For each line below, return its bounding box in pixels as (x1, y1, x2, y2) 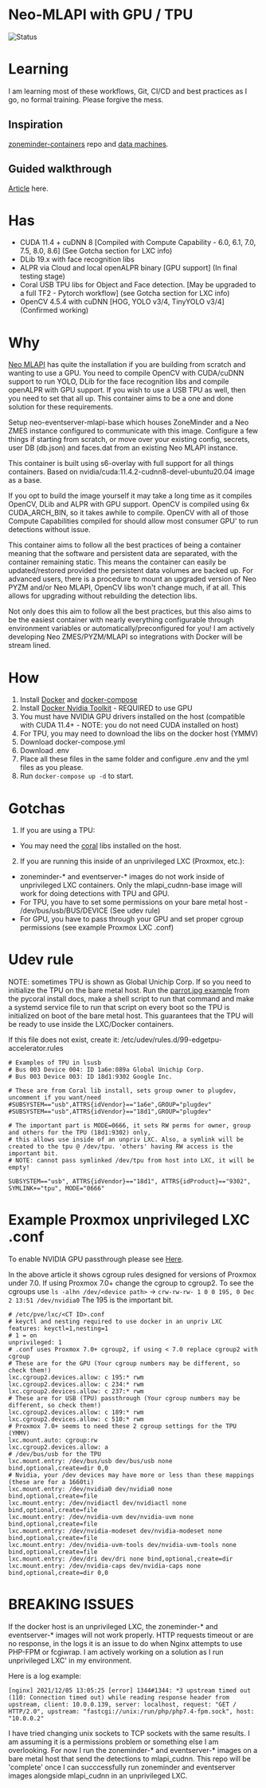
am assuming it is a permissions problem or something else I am (8, 1737, 219, 1747)
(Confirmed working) (19, 306, 89, 315)
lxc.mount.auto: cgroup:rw (8, 1436, 98, 1445)
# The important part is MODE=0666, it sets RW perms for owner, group (8, 1122, 251, 1130)
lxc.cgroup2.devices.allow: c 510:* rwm (8, 1415, 145, 1423)
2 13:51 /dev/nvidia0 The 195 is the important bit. (8, 1295, 174, 1305)
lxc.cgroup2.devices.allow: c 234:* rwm (8, 1380, 145, 1389)
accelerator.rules (8, 1044, 64, 1053)
